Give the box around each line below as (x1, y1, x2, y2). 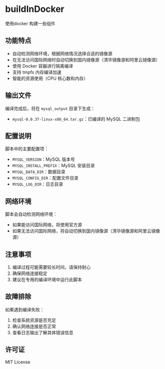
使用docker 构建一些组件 (5, 20, 55, 26)
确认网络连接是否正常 (12, 323, 56, 329)
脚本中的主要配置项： (5, 146, 49, 152)
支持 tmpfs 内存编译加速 (12, 69, 62, 75)
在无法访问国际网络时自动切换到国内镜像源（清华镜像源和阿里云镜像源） (12, 57, 160, 62)
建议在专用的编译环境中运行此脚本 (12, 277, 82, 282)
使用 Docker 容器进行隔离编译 (12, 63, 73, 69)
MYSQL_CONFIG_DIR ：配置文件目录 (12, 175, 79, 181)
